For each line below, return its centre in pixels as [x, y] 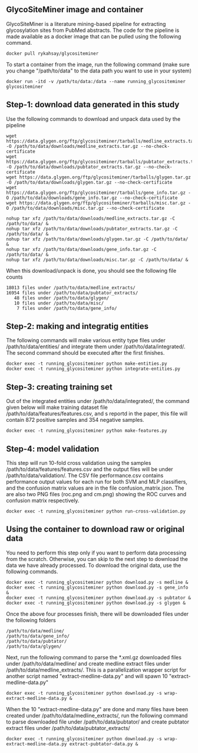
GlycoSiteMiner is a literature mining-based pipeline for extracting [86, 24]
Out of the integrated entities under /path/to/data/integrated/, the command [98, 401]
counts [14, 277]
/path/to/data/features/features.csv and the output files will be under [90, 469]
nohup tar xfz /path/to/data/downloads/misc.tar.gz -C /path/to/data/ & [97, 260]
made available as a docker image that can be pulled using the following [94, 36]
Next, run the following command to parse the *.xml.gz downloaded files [94, 657]
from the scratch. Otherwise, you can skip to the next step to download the [97, 559]
